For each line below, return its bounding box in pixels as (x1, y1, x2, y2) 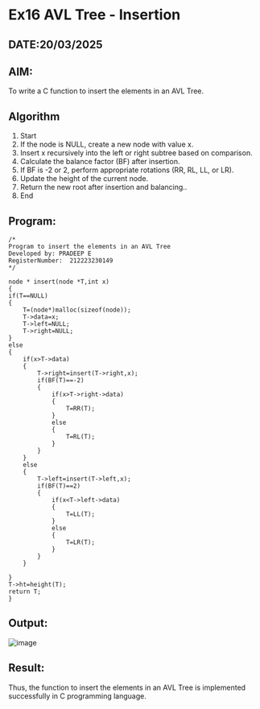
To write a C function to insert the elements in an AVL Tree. (8, 86, 204, 96)
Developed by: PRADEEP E (8, 249, 92, 258)
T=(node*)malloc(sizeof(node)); (23, 306, 131, 315)
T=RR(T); (65, 405, 95, 413)
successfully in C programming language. (8, 690, 147, 701)
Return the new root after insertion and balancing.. (19, 183, 188, 192)
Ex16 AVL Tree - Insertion (8, 6, 181, 24)
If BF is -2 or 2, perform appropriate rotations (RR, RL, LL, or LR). (19, 165, 234, 175)
